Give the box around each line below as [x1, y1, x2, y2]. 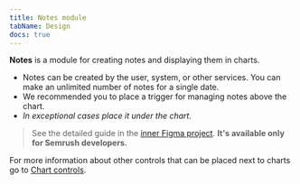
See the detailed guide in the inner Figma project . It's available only [31, 128, 285, 139]
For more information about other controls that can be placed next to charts [9, 155, 291, 166]
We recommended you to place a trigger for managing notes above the [22, 91, 287, 102]
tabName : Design [9, 22, 70, 31]
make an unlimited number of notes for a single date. [22, 82, 220, 93]
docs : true [9, 30, 51, 39]
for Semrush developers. [31, 137, 128, 149]
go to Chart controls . [9, 164, 87, 176]
